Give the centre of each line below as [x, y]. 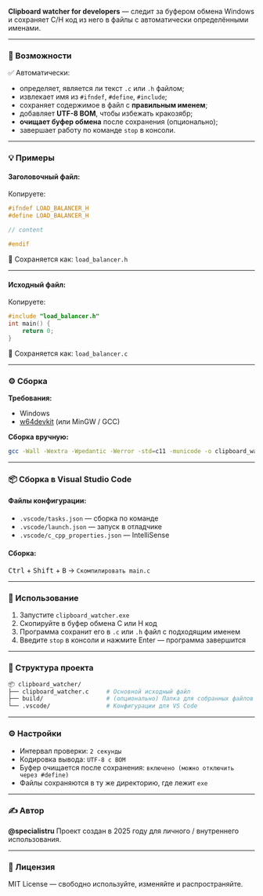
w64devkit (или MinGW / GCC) [70, 421]
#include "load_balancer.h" [54, 316]
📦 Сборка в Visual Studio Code [70, 479]
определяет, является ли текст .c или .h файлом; [102, 89]
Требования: [30, 398]
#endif [19, 244]
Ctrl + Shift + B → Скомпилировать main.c [79, 571]
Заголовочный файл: [44, 177]
